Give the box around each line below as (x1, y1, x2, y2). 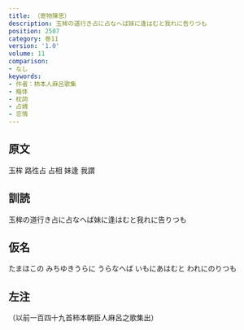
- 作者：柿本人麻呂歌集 (8, 80, 77, 88)
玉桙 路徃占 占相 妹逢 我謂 (8, 165, 95, 175)
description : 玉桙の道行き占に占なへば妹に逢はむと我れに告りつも (8, 20, 207, 28)
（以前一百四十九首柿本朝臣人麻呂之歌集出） (8, 313, 159, 323)
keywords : (8, 72, 42, 80)
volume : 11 (8, 50, 46, 58)
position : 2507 (8, 27, 60, 35)
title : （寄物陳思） (8, 11, 71, 20)
